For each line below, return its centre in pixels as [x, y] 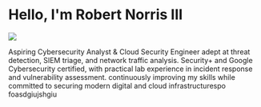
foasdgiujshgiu [33, 94]
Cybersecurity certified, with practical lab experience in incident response [130, 69]
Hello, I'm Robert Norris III [96, 15]
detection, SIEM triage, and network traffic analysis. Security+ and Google [131, 60]
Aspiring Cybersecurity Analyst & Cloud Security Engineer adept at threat [129, 52]
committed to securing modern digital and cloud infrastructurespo [117, 85]
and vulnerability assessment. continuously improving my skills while [122, 77]
